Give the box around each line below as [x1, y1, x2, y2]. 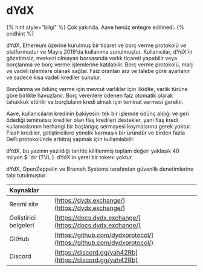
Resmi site [9, 200, 39, 208]
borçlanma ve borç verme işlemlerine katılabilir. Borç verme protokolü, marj [6, 61, 193, 68]
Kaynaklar [9, 186, 39, 194]
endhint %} [6, 30, 34, 37]
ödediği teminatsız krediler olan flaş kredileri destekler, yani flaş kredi [6, 116, 178, 124]
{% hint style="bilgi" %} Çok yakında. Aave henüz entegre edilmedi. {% [6, 24, 184, 31]
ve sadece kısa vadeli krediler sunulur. [6, 74, 101, 81]
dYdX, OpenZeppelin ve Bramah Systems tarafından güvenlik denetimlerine [6, 165, 194, 172]
